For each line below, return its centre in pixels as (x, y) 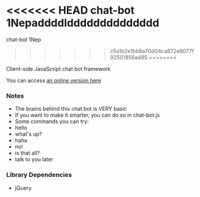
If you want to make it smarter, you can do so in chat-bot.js (87, 115)
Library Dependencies (39, 175)
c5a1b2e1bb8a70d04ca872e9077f (152, 51)
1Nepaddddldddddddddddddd (83, 23)
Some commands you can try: (52, 121)
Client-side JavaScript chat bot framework (59, 68)
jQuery (23, 187)
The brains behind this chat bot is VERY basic (71, 109)
